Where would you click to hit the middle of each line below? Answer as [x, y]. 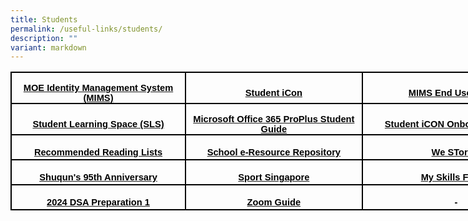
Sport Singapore [274, 177]
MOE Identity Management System [98, 88]
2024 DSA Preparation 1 [98, 202]
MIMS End [430, 93]
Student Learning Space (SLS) [98, 124]
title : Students [44, 19]
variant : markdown [48, 47]
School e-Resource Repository [274, 152]
